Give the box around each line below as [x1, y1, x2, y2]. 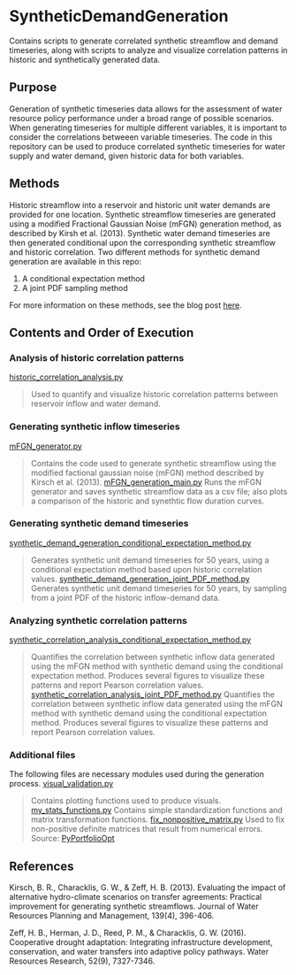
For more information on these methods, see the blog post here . [9, 299, 242, 311]
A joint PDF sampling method [21, 282, 128, 293]
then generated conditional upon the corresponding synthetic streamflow [9, 237, 277, 248]
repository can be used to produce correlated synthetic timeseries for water [9, 141, 285, 151]
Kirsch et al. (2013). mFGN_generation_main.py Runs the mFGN [30, 476, 262, 487]
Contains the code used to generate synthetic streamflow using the [30, 457, 277, 468]
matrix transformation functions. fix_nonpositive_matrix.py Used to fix [30, 814, 285, 825]
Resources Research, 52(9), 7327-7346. [9, 956, 156, 966]
